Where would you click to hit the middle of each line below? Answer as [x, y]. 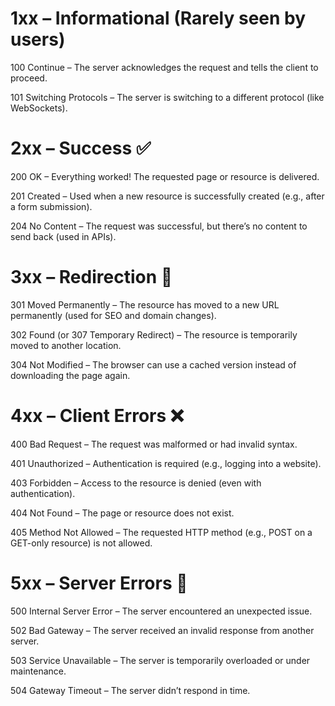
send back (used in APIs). [63, 236]
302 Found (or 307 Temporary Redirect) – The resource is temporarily [154, 334]
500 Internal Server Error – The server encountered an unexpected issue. [161, 611]
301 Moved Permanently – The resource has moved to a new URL [145, 304]
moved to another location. [66, 345]
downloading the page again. [70, 375]
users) [38, 39]
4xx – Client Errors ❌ [97, 416]
